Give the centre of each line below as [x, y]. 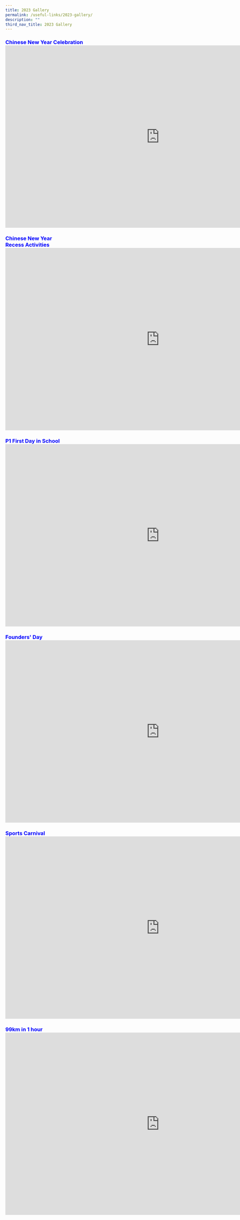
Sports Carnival [25, 833]
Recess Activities [27, 245]
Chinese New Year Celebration [44, 43]
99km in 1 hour [24, 1029]
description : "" [23, 19]
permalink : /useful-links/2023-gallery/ [49, 15]
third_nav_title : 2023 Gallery [39, 24]
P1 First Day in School [33, 441]
